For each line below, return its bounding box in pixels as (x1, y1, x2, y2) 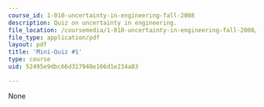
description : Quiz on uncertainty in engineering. (8, 19, 178, 27)
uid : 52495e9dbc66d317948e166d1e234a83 (8, 63, 139, 71)
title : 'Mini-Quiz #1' (8, 48, 82, 56)
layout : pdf (8, 41, 47, 49)
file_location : (8, 26, 58, 34)
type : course (8, 56, 51, 64)
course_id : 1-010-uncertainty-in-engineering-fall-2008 (8, 11, 195, 20)
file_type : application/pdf (8, 33, 101, 42)
